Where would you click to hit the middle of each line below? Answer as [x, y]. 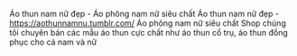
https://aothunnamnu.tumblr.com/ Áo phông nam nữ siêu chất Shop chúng [148, 23]
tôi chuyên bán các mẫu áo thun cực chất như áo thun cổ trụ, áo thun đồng [149, 32]
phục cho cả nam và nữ [53, 42]
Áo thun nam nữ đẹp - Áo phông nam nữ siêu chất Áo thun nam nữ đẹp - [144, 14]
